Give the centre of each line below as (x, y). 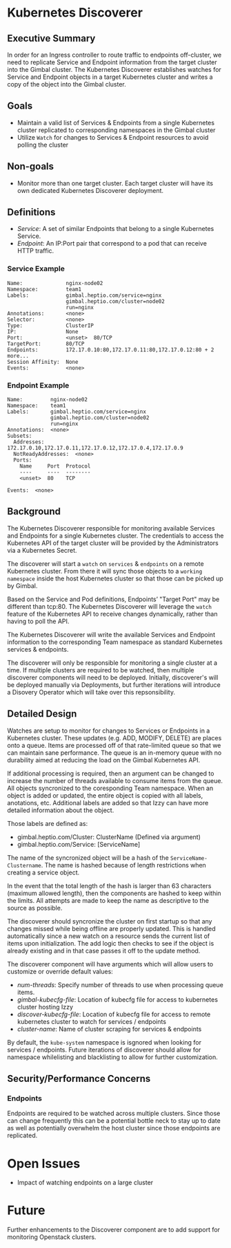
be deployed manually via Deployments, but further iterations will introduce (114, 685)
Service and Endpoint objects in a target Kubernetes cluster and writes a (110, 77)
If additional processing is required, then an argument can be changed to (111, 773)
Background (34, 512)
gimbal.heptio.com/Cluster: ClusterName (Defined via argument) (109, 837)
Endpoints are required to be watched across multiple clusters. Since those (114, 1113)
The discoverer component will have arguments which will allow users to (110, 964)
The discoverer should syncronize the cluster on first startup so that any (110, 921)
